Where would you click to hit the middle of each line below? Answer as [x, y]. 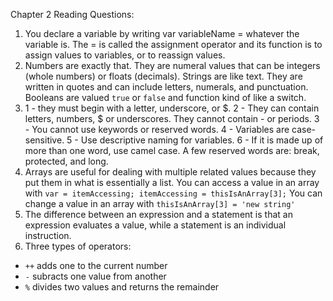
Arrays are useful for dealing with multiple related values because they [170, 172]
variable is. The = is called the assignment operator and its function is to [173, 44]
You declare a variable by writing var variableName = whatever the [162, 33]
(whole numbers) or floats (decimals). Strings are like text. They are [163, 76]
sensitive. [44, 140]
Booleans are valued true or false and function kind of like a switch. [165, 97]
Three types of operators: [78, 246]
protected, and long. [66, 161]
